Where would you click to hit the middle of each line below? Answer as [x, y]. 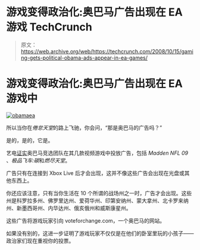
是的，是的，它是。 [30, 140]
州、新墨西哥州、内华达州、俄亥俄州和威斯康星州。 [69, 208]
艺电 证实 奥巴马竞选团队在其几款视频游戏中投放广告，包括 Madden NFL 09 [97, 153]
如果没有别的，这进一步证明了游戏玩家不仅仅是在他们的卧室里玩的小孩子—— [100, 233]
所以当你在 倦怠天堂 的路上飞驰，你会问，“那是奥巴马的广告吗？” [84, 127]
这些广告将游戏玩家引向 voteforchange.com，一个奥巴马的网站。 [86, 220]
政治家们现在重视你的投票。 [40, 240]
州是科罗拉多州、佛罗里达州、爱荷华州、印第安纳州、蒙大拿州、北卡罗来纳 [97, 201]
